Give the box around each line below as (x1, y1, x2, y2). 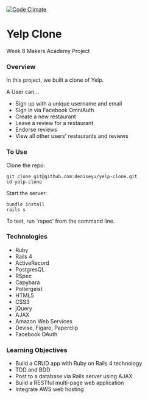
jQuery (15, 304, 32, 312)
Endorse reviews (15, 126, 58, 134)
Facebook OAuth (15, 330, 58, 338)
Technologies (6, 232, 48, 241)
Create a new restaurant (15, 113, 76, 120)
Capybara (15, 278, 40, 286)
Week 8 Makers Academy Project (6, 47, 90, 54)
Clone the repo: (6, 162, 46, 169)
